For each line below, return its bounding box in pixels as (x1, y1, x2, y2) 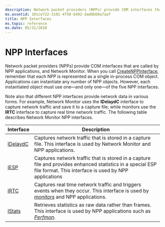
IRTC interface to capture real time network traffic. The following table (5, 109, 147, 115)
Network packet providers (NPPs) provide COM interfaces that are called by (5, 63, 159, 69)
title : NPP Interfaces (5, 16, 52, 21)
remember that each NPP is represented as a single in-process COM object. (5, 73, 159, 79)
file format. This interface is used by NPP (34, 167, 129, 174)
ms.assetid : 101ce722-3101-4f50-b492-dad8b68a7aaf (5, 12, 111, 17)
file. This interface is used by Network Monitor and (34, 141, 151, 148)
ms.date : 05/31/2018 (5, 26, 48, 31)
